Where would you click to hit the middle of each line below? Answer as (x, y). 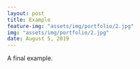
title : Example (29, 20)
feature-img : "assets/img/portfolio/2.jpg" (71, 26)
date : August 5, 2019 (38, 39)
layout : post (26, 13)
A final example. (30, 58)
